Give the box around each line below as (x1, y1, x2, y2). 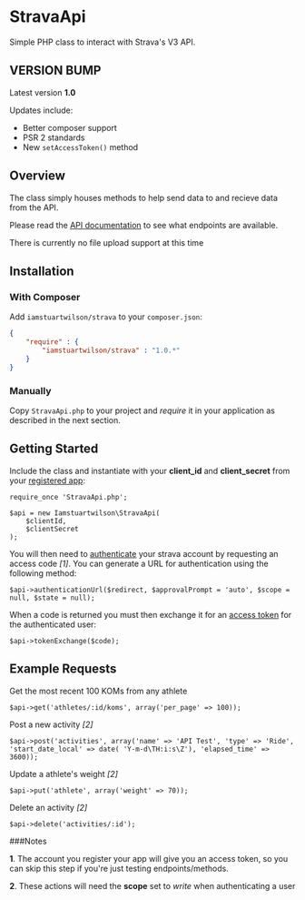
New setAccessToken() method (22, 141, 139, 152)
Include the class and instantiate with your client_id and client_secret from (9, 465, 290, 476)
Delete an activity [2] (9, 802, 88, 813)
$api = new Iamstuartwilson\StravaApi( (9, 508, 161, 518)
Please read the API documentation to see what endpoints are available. (9, 219, 279, 230)
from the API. (9, 202, 59, 213)
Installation (9, 263, 74, 278)
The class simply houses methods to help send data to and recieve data (9, 192, 279, 203)
